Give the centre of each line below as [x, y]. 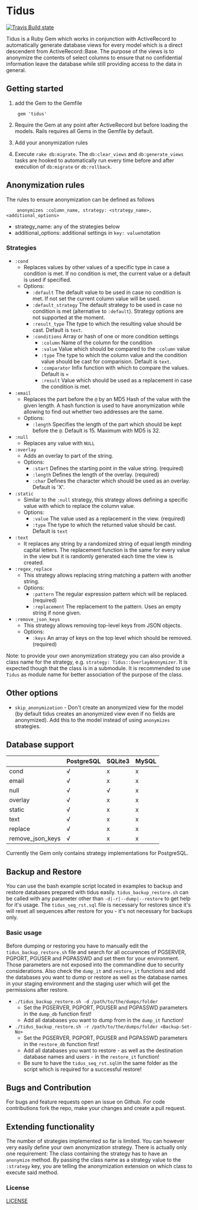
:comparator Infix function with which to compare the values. [115, 367]
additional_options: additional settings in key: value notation [87, 232]
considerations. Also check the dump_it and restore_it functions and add [96, 970]
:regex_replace [33, 569]
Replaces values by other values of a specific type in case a [96, 267]
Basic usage [24, 933]
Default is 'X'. [48, 487]
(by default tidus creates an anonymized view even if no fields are [95, 713]
